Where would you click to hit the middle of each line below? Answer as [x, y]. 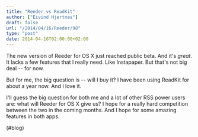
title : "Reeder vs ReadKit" [41, 12]
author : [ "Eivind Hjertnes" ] [42, 17]
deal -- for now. [25, 68]
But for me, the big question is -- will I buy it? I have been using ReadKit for [98, 80]
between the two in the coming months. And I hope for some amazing [91, 110]
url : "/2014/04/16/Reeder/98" [44, 28]
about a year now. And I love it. [44, 86]
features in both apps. [33, 116]
